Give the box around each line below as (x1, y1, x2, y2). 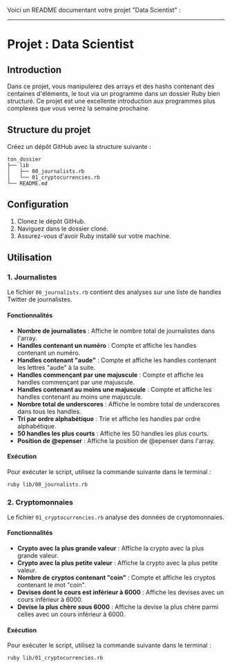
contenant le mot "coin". (17, 581, 86, 589)
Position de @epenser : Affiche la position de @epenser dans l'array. (17, 436, 215, 444)
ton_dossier (7, 155, 41, 163)
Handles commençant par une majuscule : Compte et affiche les (17, 371, 204, 379)
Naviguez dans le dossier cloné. (17, 224, 109, 233)
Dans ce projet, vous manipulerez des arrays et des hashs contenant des (7, 82, 215, 90)
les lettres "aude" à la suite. (17, 363, 96, 371)
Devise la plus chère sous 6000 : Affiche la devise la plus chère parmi (17, 603, 219, 611)
